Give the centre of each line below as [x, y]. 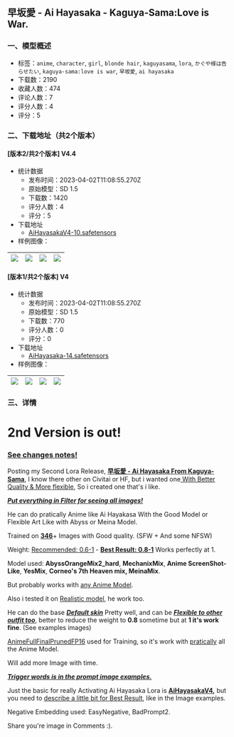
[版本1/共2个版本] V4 [38, 277]
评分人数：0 [46, 330]
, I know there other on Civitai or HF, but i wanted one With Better [120, 479]
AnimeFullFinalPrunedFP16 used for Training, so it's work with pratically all [116, 641]
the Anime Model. [33, 649]
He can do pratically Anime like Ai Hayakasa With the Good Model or [108, 514]
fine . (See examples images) [49, 628]
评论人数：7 [35, 97]
